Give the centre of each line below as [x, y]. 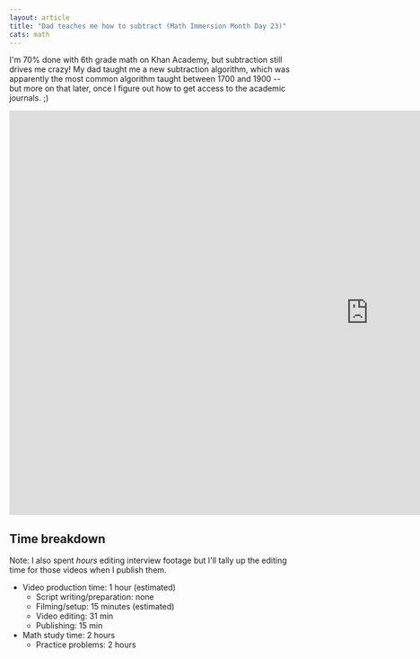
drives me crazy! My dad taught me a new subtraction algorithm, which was [149, 69]
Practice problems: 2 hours [86, 645]
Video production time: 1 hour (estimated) [99, 588]
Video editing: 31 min [74, 616]
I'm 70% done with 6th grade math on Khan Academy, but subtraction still [146, 60]
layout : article [39, 18]
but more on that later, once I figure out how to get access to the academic [148, 89]
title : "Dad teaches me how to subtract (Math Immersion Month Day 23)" [148, 26]
